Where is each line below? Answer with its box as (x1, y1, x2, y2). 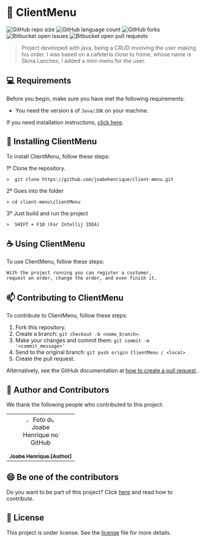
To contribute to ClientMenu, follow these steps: (6, 312, 127, 319)
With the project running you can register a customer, (6, 270, 152, 276)
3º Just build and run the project (6, 209, 89, 217)
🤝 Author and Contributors (6, 385, 110, 395)
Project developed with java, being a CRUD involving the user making (21, 44, 196, 51)
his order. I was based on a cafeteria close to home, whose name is (21, 50, 192, 58)
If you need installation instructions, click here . (6, 119, 124, 126)
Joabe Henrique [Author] (9, 453, 72, 459)
